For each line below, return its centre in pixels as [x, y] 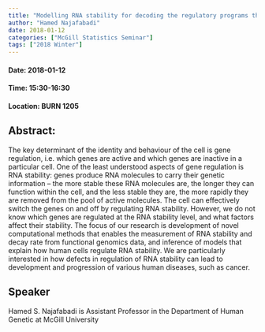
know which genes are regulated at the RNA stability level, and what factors [131, 217]
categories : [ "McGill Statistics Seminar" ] [81, 37]
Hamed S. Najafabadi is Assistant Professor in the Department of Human [126, 311]
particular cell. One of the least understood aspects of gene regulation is [126, 166]
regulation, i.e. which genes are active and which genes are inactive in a [125, 158]
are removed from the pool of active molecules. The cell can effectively [124, 200]
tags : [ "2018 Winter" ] [45, 45]
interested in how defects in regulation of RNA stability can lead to [116, 259]
